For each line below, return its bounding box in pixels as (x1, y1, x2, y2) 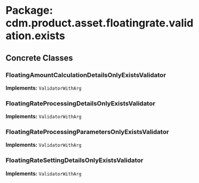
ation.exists (5, 29, 66, 42)
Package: (5, 4, 53, 17)
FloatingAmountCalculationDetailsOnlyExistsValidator (5, 71, 166, 79)
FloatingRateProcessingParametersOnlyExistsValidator (5, 128, 169, 136)
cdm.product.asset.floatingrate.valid (5, 16, 194, 30)
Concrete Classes (5, 53, 73, 63)
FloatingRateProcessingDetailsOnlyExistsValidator (5, 99, 156, 108)
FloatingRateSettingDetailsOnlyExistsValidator (5, 156, 144, 164)
